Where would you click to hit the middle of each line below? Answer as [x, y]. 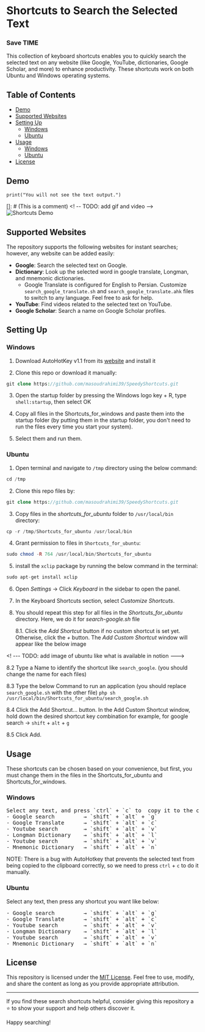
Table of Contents [41, 95]
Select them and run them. [49, 439]
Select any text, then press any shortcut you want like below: [83, 901]
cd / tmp [16, 479]
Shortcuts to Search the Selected [92, 11]
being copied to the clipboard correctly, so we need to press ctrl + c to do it [103, 866]
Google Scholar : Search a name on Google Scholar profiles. [91, 310]
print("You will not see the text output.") [64, 195]
